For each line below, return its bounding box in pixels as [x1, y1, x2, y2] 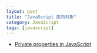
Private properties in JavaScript [14, 41, 92, 48]
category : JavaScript [6, 19, 59, 25]
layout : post [6, 8, 38, 15]
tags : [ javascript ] [6, 24, 54, 31]
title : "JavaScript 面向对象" [6, 14, 76, 20]
